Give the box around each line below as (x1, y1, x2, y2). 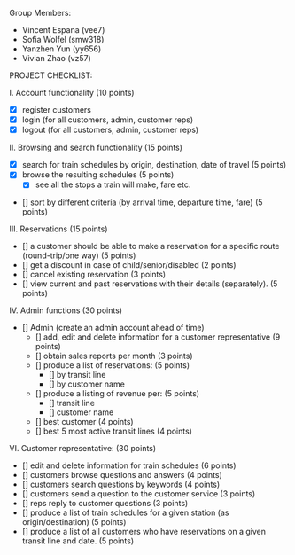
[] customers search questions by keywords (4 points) (21, 479, 221, 490)
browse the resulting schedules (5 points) (21, 169, 175, 180)
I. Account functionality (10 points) (9, 88, 135, 98)
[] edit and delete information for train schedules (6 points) (21, 460, 237, 471)
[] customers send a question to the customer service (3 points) (21, 489, 256, 499)
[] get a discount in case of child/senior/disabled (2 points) (21, 260, 237, 270)
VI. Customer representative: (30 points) (9, 443, 157, 454)
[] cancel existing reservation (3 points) (21, 270, 167, 280)
